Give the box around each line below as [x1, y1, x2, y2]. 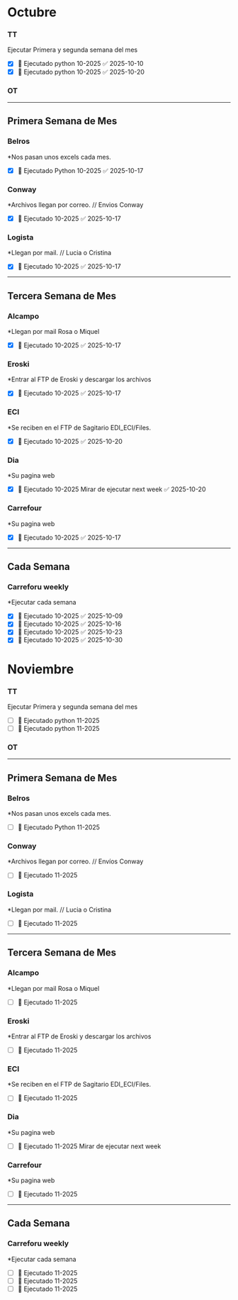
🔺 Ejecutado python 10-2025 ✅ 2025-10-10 [17, 60, 144, 68]
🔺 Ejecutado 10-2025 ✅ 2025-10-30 [17, 636, 123, 644]
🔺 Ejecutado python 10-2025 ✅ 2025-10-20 [17, 67, 145, 76]
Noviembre [7, 661, 74, 677]
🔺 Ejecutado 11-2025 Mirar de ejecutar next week [17, 1142, 161, 1150]
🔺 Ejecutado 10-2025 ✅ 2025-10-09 [17, 612, 123, 620]
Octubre [7, 4, 57, 21]
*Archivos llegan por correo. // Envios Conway [7, 200, 144, 209]
